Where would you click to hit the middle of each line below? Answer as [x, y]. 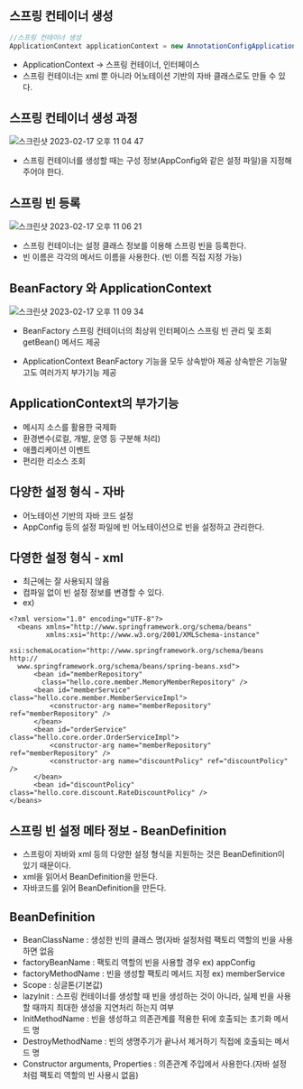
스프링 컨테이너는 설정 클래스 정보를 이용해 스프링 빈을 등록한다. [134, 245]
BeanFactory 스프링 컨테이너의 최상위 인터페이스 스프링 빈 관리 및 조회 [147, 331]
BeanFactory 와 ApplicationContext [110, 288]
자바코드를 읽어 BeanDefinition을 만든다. [94, 888]
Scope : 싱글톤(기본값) [63, 985]
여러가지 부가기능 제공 [78, 372]
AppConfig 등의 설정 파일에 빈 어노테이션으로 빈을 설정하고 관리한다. [143, 527]
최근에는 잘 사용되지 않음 [66, 581]
